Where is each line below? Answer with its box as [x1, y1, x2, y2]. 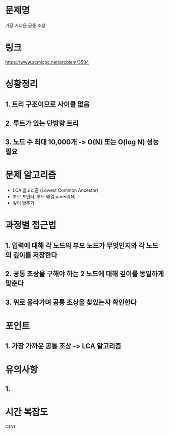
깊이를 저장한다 [13, 250, 58, 259]
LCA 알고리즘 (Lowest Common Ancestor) [12, 187, 99, 193]
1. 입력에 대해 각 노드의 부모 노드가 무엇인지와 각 [5, 241, 145, 250]
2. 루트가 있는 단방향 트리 [5, 119, 79, 127]
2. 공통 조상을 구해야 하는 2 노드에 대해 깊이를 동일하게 [5, 270, 164, 278]
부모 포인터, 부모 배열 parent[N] [12, 194, 76, 200]
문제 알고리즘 [5, 169, 57, 181]
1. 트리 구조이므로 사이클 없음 [5, 100, 90, 109]
